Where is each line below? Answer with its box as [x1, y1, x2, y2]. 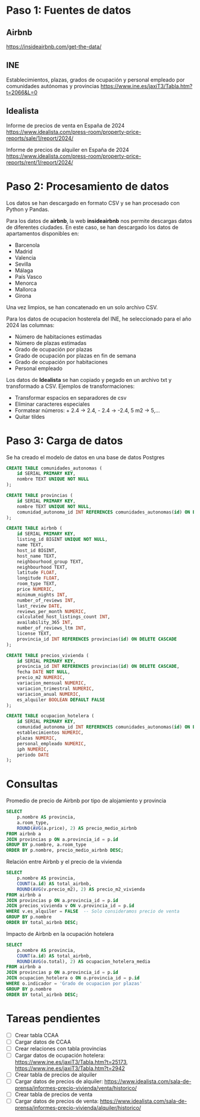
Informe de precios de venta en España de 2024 [6, 122, 125, 129]
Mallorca [14, 285, 37, 293]
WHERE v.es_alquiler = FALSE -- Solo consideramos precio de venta [6, 908, 180, 914]
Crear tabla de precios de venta [14, 1091, 93, 1098]
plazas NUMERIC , [17, 735, 58, 741]
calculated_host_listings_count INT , [17, 614, 111, 620]
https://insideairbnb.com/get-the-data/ [6, 43, 102, 50]
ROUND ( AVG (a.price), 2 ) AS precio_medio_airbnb [17, 825, 137, 831]
